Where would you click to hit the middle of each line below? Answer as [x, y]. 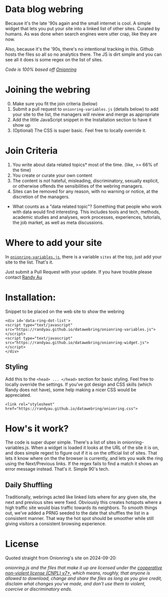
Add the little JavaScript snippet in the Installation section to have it [82, 120]
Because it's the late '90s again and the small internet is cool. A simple [78, 23]
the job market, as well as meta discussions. [58, 222]
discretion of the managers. [41, 197]
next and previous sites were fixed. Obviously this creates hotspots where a [83, 502]
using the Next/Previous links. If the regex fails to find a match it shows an [82, 464]
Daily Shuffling [29, 485]
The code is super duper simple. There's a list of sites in [63, 442]
